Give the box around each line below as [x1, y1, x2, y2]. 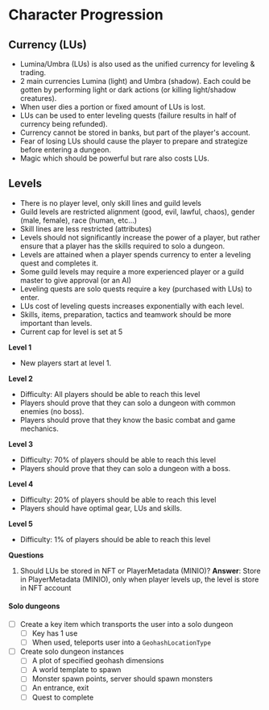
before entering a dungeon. [19, 145, 111, 154]
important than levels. [19, 318, 93, 328]
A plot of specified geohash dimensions [31, 656, 164, 666]
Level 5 [8, 519, 34, 528]
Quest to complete [31, 692, 94, 702]
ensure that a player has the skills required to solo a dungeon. [19, 240, 226, 251]
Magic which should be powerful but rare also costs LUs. [19, 153, 209, 163]
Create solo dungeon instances [19, 647, 125, 657]
